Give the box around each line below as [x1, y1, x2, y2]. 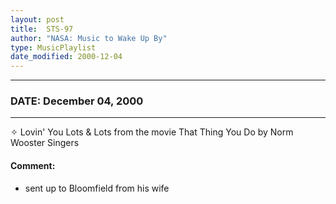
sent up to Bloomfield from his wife [24, 182, 170, 194]
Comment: [10, 160, 56, 172]
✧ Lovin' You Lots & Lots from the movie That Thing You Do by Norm [10, 126, 294, 138]
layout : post [10, 14, 65, 25]
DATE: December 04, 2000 [10, 94, 144, 108]
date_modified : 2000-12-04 [10, 52, 123, 62]
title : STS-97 [10, 24, 74, 34]
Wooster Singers [10, 137, 80, 149]
